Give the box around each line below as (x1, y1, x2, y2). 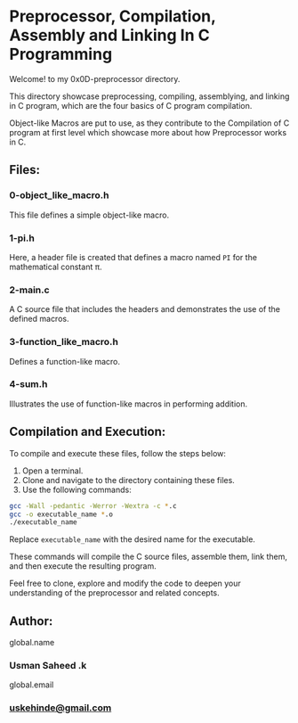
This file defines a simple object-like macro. (9, 210, 170, 220)
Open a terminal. (21, 465, 84, 476)
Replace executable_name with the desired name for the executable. (9, 534, 256, 545)
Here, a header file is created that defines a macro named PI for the (9, 251, 258, 262)
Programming (9, 45, 113, 64)
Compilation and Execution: (9, 424, 166, 440)
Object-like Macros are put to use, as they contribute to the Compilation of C (9, 118, 290, 128)
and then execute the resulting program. (9, 561, 157, 571)
